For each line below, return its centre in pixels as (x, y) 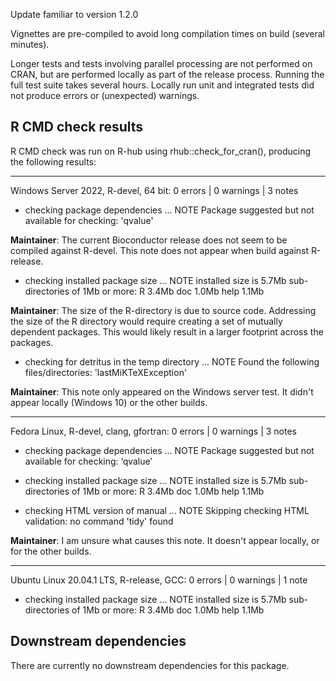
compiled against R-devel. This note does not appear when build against (160, 250)
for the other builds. (51, 551)
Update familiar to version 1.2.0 (74, 14)
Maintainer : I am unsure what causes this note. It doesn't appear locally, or (165, 540)
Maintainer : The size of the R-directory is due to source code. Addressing (163, 310)
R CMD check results (77, 127)
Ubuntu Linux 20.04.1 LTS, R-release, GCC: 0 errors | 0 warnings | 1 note (159, 580)
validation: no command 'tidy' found (99, 521)
